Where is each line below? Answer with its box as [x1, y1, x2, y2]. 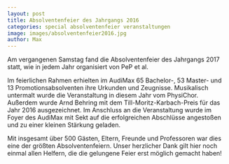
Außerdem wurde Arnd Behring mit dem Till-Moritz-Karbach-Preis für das [7, 98, 221, 107]
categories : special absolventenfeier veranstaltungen [7, 23, 171, 30]
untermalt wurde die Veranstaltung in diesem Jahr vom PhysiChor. [7, 91, 199, 100]
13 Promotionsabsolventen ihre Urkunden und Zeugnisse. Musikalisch [7, 84, 209, 92]
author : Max [7, 36, 42, 43]
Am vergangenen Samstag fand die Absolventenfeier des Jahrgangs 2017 [7, 55, 220, 64]
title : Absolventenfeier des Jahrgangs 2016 [7, 17, 139, 24]
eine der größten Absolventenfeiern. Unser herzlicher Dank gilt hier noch [7, 142, 218, 150]
